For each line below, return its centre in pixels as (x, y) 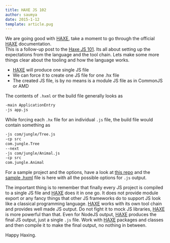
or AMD (21, 86)
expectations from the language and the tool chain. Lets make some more (82, 55)
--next (12, 148)
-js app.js (17, 110)
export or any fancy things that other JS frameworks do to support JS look (83, 198)
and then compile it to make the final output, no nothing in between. (76, 225)
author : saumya (21, 15)
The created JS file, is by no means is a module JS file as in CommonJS (88, 81)
